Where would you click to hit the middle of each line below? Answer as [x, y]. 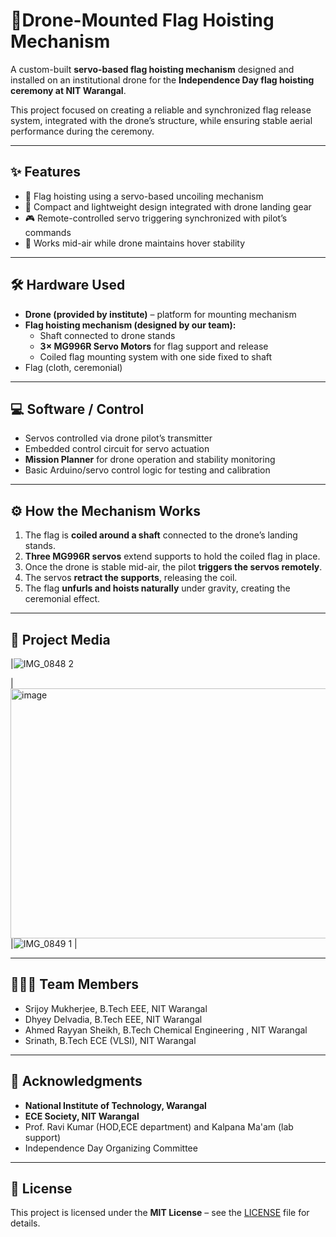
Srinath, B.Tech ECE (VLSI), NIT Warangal [110, 1040]
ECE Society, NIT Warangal [82, 1116]
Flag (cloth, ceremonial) [73, 367]
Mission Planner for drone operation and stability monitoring [150, 460]
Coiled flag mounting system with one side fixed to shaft [156, 356]
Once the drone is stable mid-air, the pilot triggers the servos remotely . [173, 567]
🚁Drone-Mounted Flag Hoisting [142, 20]
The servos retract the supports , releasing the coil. [131, 578]
